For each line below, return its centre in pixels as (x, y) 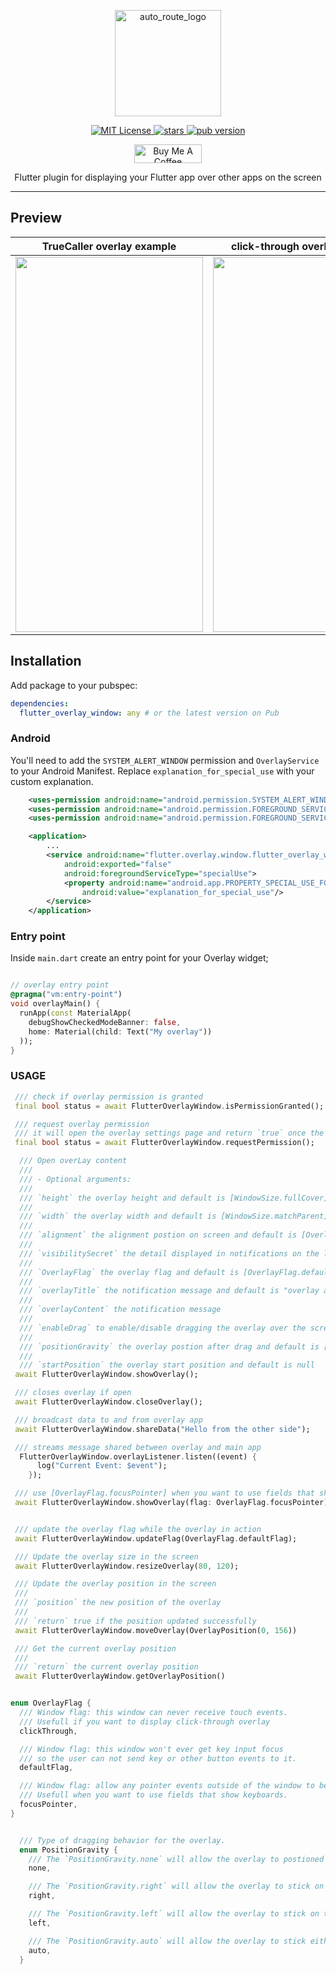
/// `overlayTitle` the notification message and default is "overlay (169, 1291)
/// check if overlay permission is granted (108, 1096)
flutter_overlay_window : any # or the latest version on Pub (149, 713)
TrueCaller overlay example (109, 246)
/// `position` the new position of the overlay (118, 1603)
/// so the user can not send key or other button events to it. (158, 1758)
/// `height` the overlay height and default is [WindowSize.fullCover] (174, 1198)
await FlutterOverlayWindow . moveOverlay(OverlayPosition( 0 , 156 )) (156, 1630)
